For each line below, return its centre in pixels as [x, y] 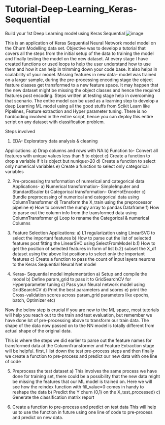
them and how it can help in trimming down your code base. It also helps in [81, 69]
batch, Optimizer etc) [34, 300]
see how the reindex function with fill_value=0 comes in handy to [78, 386]
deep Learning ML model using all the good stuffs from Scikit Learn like [78, 106]
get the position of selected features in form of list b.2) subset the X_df [84, 248]
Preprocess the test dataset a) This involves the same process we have [84, 371]
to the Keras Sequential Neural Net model [54, 264]
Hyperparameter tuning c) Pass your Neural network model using [79, 284]
